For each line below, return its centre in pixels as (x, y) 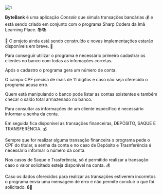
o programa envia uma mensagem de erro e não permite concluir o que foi (80, 182)
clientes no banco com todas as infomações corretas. (59, 61)
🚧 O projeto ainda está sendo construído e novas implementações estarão (79, 41)
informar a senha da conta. (32, 114)
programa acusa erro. (27, 85)
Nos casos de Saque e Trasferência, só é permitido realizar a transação (77, 160)
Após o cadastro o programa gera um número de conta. (61, 70)
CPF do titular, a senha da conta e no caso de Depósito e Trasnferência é (78, 145)
